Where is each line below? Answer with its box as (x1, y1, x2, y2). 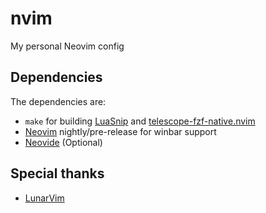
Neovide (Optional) (24, 136, 103, 148)
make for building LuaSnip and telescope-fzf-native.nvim (24, 115, 256, 127)
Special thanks (10, 165, 105, 182)
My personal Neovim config (10, 40, 125, 52)
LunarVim (24, 192, 65, 204)
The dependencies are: (10, 95, 107, 107)
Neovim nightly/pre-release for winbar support (24, 125, 217, 137)
